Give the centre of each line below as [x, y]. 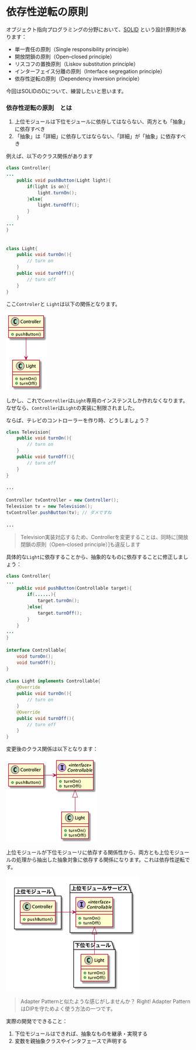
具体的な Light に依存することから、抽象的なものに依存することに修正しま [94, 557]
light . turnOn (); [57, 193]
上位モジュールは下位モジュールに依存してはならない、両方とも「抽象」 [101, 122]
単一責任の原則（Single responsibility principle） [73, 49]
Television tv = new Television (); [49, 507]
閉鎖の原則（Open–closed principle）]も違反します [80, 544]
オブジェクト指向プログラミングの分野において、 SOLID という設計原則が [94, 29]
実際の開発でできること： [37, 1021]
